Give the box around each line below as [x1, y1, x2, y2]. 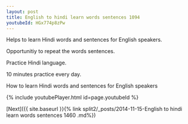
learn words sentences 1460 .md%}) [6, 111, 96, 119]
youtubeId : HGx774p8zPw [6, 20, 66, 26]
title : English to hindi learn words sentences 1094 [6, 14, 140, 20]
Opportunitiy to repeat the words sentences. [6, 48, 115, 55]
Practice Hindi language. [6, 59, 67, 66]
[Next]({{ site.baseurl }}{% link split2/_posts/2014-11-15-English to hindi [6, 106, 183, 113]
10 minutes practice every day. [6, 71, 82, 78]
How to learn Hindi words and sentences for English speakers [6, 82, 158, 89]
